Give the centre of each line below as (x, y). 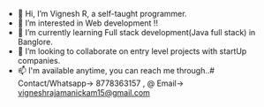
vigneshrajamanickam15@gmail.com (83, 92)
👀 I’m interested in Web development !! (88, 23)
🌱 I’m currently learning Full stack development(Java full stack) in (136, 32)
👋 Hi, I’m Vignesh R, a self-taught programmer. (102, 14)
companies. (39, 61)
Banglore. (35, 42)
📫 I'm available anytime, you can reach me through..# (116, 70)
